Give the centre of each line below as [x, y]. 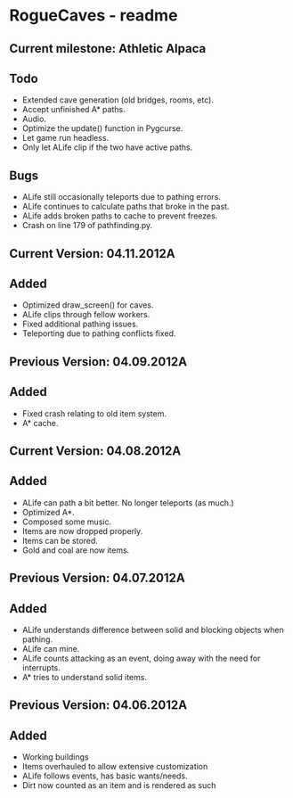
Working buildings [55, 757]
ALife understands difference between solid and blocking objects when [153, 630]
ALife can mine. [51, 649]
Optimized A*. [49, 512]
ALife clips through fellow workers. [86, 315]
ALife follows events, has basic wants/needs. [105, 776]
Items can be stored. [60, 540]
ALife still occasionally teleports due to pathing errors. [121, 197]
